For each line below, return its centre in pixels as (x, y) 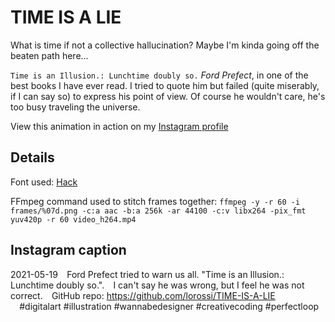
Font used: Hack (44, 182)
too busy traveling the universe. (75, 107)
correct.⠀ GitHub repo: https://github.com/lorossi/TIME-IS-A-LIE (143, 295)
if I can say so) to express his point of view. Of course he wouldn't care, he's (168, 96)
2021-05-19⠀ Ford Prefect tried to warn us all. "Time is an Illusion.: (147, 274)
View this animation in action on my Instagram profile (119, 126)
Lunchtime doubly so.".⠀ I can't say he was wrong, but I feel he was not (157, 285)
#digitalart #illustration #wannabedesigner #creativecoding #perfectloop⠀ (172, 306)
